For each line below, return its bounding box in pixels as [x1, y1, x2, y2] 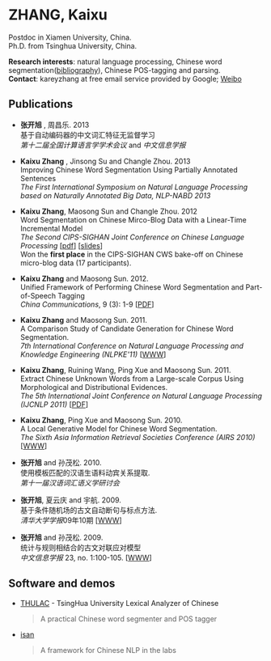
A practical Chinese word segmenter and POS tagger [40, 613, 218, 624]
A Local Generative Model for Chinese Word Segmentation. [19, 423, 218, 434]
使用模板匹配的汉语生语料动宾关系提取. [19, 468, 150, 477]
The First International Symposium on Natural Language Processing [19, 182, 248, 192]
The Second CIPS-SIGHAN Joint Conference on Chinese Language [19, 232, 245, 242]
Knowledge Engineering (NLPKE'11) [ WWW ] [19, 350, 167, 359]
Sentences [19, 173, 57, 183]
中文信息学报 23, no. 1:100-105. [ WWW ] [19, 553, 152, 562]
